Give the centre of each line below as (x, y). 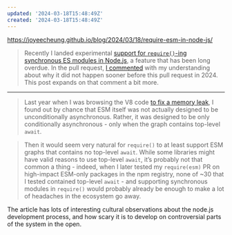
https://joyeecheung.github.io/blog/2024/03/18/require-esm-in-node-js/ (110, 39)
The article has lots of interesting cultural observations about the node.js (110, 209)
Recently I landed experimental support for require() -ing (105, 53)
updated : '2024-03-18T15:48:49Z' (55, 13)
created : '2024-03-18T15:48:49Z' (55, 20)
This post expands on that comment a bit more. (91, 82)
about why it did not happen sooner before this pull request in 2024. (121, 75)
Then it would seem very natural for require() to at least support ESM (124, 145)
